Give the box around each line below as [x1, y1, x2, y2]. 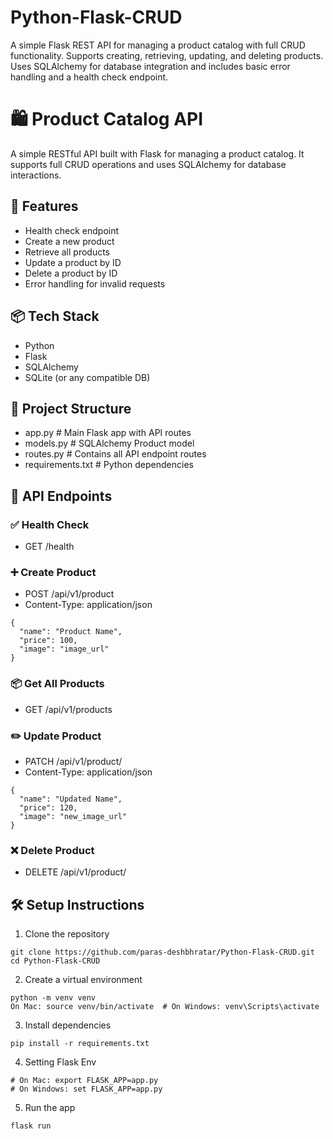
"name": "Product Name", [19, 627, 123, 637]
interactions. [10, 169, 62, 181]
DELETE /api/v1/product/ [24, 866, 127, 878]
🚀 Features [10, 198, 79, 215]
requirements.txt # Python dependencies [24, 459, 194, 471]
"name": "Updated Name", [19, 794, 123, 804]
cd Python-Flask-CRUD [10, 956, 101, 966]
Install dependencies [24, 1019, 112, 1031]
